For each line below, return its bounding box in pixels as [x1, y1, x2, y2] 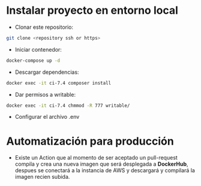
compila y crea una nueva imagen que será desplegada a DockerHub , [14, 160, 188, 168]
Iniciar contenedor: [14, 46, 62, 53]
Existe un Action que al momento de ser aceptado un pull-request [14, 154, 178, 161]
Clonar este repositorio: [14, 23, 74, 31]
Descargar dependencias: [14, 68, 79, 76]
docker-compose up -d [6, 58, 61, 64]
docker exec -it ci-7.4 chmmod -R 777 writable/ [6, 103, 130, 109]
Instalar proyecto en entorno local [6, 4, 179, 17]
